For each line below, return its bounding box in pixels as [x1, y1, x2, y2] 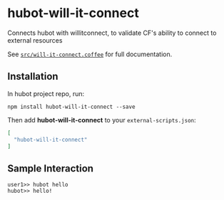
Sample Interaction [7, 162, 94, 174]
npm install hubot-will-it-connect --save [7, 103, 136, 110]
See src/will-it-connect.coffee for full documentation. [7, 50, 173, 58]
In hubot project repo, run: [7, 89, 85, 98]
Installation [7, 70, 58, 83]
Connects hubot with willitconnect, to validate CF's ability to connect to [7, 28, 217, 37]
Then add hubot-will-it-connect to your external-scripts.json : [7, 115, 196, 124]
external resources [7, 36, 63, 44]
